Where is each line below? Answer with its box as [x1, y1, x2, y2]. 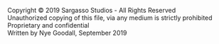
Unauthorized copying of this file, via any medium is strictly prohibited [7, 13, 213, 22]
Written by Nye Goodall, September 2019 [7, 28, 127, 37]
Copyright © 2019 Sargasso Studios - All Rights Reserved [7, 6, 176, 14]
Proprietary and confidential [7, 21, 90, 29]
